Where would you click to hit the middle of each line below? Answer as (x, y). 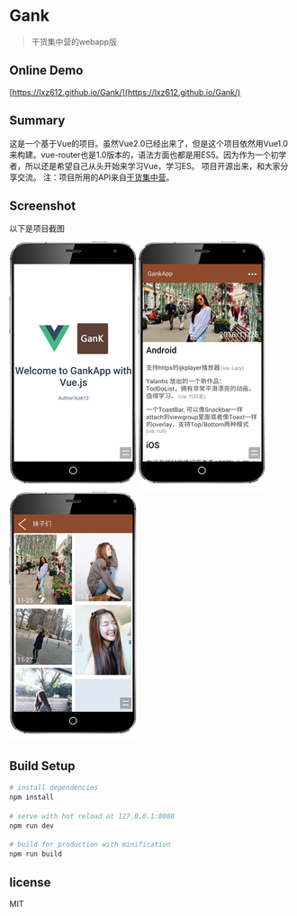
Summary (37, 121)
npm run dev (31, 826)
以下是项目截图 (37, 229)
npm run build (36, 854)
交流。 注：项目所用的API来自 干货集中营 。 (95, 177)
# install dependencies (54, 788)
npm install (31, 797)
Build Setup (42, 766)
